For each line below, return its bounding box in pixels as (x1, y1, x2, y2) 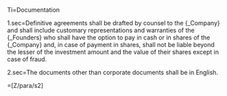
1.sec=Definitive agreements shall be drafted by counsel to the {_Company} (7, 19, 221, 27)
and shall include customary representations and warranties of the (7, 27, 195, 34)
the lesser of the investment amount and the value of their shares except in (7, 48, 219, 56)
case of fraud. (7, 55, 47, 63)
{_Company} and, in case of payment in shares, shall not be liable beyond (7, 41, 215, 48)
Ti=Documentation (7, 6, 60, 14)
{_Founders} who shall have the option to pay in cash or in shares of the (7, 33, 211, 42)
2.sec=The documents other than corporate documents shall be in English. (7, 68, 218, 76)
